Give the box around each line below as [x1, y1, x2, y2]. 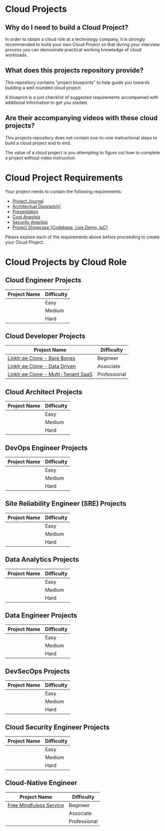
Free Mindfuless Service [7, 802, 64, 809]
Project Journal [12, 198, 43, 204]
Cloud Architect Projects [5, 388, 82, 396]
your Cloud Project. [5, 239, 44, 245]
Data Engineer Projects [5, 612, 78, 620]
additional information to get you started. [5, 99, 88, 105]
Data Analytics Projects [5, 555, 80, 564]
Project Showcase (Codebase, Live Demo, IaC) [12, 224, 108, 230]
